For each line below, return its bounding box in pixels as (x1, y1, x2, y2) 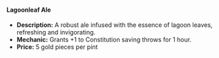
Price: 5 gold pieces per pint (16, 43, 98, 51)
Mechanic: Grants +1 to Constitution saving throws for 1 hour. (16, 35, 191, 44)
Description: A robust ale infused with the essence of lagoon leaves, (16, 21, 213, 29)
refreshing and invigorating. (16, 28, 96, 37)
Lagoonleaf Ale (6, 6, 51, 14)
